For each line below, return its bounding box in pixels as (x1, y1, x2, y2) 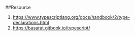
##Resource (5, 5, 31, 10)
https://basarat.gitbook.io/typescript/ (12, 25, 90, 31)
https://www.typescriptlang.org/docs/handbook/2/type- (12, 14, 130, 20)
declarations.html (12, 20, 49, 25)
